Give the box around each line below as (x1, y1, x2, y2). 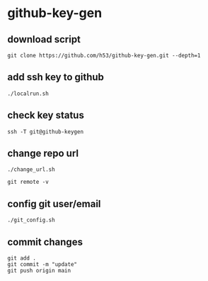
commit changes (7, 236, 83, 248)
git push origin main (7, 268, 71, 275)
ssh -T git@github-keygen (7, 128, 83, 136)
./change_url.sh (7, 166, 55, 173)
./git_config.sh (7, 216, 55, 224)
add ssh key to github (7, 71, 105, 83)
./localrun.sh (7, 90, 50, 97)
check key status (7, 109, 85, 121)
